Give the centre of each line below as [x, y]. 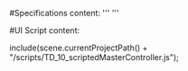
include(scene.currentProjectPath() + [79, 48]
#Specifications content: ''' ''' [64, 13]
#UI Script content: [45, 30]
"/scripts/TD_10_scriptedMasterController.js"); [94, 57]
